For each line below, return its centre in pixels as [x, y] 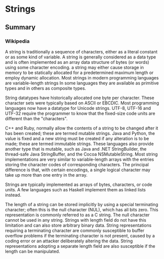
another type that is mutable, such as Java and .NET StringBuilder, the [76, 149]
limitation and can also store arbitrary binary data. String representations [78, 225]
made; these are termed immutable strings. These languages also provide [80, 144]
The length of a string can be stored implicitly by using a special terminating [82, 204]
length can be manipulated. [33, 251]
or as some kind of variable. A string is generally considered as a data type [81, 57]
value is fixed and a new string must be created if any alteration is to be [77, 138]
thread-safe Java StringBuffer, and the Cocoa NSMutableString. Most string [82, 154]
